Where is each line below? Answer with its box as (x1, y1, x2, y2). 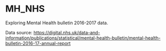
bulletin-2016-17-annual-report (5, 40, 71, 46)
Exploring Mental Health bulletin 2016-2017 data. (5, 20, 108, 26)
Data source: (5, 29, 32, 35)
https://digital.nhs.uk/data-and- (33, 29, 100, 35)
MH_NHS (5, 3, 45, 15)
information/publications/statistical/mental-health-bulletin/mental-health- (5, 35, 161, 41)
